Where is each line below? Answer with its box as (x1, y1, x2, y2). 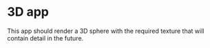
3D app (7, 4, 50, 20)
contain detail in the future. (7, 34, 84, 42)
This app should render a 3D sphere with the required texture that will (7, 27, 204, 35)
